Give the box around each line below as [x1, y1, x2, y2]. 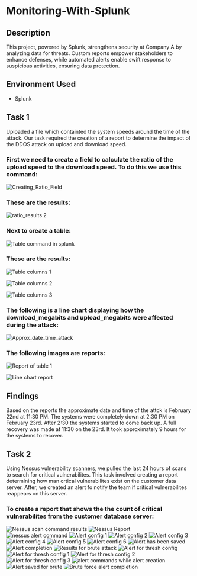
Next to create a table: [6, 227, 71, 235]
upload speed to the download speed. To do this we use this [6, 163, 182, 171]
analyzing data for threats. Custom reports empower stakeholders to [6, 50, 173, 57]
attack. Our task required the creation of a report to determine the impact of [6, 134, 191, 141]
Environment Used [6, 79, 76, 89]
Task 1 [6, 112, 30, 123]
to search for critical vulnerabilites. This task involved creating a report [6, 471, 179, 478]
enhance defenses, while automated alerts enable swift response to [6, 56, 172, 63]
